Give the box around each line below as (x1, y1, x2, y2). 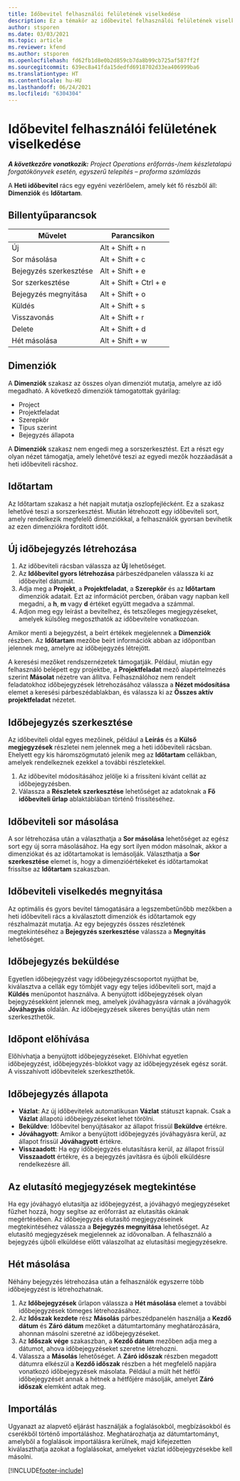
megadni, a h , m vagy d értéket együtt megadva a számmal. (18, 599, 195, 608)
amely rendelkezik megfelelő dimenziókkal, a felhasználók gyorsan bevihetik (8, 514, 233, 523)
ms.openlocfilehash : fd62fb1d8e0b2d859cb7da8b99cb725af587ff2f (8, 57, 200, 64)
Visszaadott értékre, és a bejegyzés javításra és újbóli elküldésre (18, 1152, 211, 1161)
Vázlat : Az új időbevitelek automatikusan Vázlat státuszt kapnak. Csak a (18, 1107, 231, 1115)
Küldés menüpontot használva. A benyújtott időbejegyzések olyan (8, 989, 203, 998)
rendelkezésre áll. (18, 1160, 71, 1169)
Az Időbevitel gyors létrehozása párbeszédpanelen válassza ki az (18, 569, 214, 578)
